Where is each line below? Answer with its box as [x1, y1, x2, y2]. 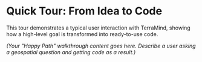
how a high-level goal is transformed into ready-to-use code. [6, 30, 158, 37]
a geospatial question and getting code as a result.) [6, 48, 136, 55]
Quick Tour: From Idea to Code [6, 4, 162, 18]
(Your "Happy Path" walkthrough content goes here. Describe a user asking [6, 42, 196, 49]
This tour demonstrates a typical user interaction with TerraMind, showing [6, 24, 191, 31]
